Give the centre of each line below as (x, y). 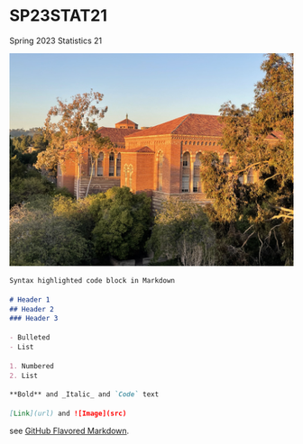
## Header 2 (32, 309)
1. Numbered (32, 366)
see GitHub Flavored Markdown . (69, 431)
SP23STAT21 (59, 16)
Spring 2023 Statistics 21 (56, 41)
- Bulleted (30, 338)
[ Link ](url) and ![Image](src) (68, 414)
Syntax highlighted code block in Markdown (92, 280)
